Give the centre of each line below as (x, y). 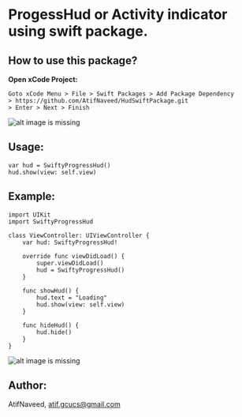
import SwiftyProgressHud (50, 222)
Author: (28, 386)
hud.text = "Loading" (72, 298)
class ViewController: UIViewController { (79, 235)
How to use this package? (73, 60)
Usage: (26, 147)
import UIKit (30, 215)
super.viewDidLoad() (70, 263)
